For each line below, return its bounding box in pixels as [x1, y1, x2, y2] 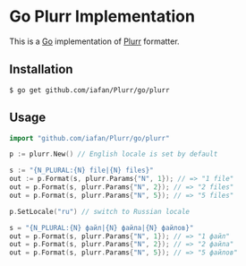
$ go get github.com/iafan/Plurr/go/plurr [9, 85, 170, 95]
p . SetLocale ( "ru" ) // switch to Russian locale [9, 207, 191, 216]
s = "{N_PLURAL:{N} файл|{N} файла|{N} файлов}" [9, 223, 194, 232]
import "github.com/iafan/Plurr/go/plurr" [9, 133, 170, 142]
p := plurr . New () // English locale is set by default [9, 150, 218, 159]
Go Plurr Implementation [9, 6, 195, 27]
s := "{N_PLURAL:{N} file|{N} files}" [9, 166, 154, 176]
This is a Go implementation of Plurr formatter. [9, 36, 181, 47]
